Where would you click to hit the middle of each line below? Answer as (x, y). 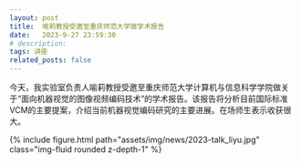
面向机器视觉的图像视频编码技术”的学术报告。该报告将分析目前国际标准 (155, 98)
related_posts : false (51, 60)
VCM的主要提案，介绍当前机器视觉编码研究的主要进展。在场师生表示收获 (147, 110)
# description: (38, 43)
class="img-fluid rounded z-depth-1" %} (86, 149)
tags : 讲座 (29, 52)
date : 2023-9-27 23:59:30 (63, 35)
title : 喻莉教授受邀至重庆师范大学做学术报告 (87, 26)
